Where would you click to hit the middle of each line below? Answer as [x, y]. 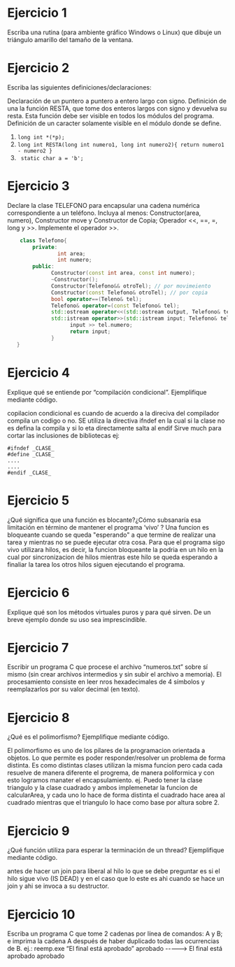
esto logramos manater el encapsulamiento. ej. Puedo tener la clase [105, 780]
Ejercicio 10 [41, 914]
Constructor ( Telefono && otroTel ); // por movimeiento [131, 286]
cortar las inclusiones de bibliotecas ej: [64, 435]
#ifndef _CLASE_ [31, 448]
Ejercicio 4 [38, 373]
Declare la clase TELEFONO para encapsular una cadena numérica [104, 205]
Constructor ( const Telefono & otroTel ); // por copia [130, 292]
